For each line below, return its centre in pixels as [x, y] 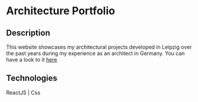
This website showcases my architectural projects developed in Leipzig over [99, 47]
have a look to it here [32, 60]
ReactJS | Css [23, 93]
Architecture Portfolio [61, 11]
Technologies [32, 78]
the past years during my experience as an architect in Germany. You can [95, 53]
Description [28, 33]
